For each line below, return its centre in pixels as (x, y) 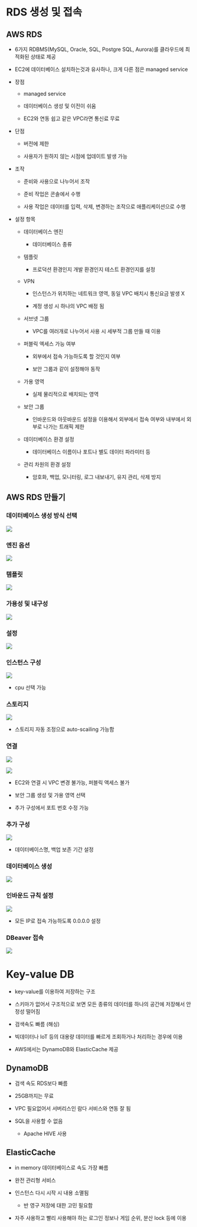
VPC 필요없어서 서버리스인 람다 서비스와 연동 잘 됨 (73, 1108)
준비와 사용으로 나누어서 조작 (57, 181)
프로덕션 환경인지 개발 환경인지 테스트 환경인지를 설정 (94, 269)
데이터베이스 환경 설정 (49, 439)
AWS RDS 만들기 (36, 497)
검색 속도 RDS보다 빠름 (41, 1083)
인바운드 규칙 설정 (30, 896)
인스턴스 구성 (24, 662)
